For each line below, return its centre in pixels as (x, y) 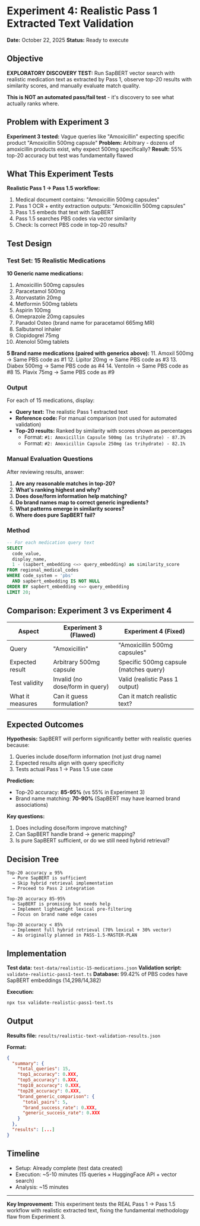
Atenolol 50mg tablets (42, 342)
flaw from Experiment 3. (36, 1217)
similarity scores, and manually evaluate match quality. (74, 85)
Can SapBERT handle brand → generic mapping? (75, 834)
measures (23, 704)
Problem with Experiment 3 (58, 122)
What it (20, 696)
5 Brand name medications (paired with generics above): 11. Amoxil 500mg (100, 353)
